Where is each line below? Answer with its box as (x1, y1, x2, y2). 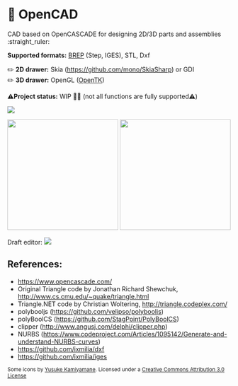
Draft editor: (7, 238, 42, 246)
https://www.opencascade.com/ (17, 277, 112, 286)
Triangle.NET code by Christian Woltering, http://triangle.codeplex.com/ (17, 300, 228, 308)
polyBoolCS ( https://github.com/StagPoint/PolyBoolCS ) (17, 315, 179, 323)
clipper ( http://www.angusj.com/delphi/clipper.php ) (17, 322, 168, 331)
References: (7, 258, 62, 271)
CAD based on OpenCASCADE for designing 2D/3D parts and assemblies (7, 30, 222, 38)
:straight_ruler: (7, 37, 50, 45)
